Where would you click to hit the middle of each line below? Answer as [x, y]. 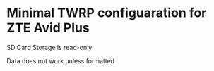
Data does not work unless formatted [61, 60]
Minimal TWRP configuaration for [107, 13]
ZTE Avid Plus [48, 28]
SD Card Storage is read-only [49, 47]
